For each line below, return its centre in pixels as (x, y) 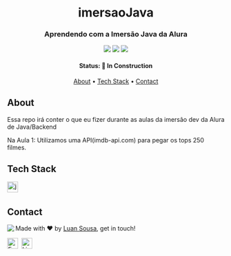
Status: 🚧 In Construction (116, 66)
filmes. (17, 147)
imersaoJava (116, 13)
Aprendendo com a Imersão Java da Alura (116, 34)
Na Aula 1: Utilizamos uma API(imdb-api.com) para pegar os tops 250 (106, 140)
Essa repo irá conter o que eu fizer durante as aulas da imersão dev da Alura (116, 119)
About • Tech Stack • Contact (116, 81)
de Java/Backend (32, 127)
